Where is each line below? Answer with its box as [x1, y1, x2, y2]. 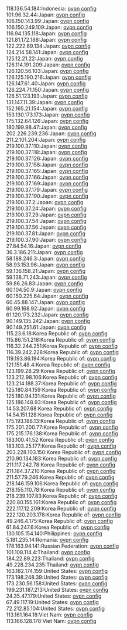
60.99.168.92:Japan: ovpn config [6, 305, 86, 312]
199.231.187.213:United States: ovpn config [6, 586, 109, 593]
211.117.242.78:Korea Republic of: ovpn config [6, 461, 116, 468]
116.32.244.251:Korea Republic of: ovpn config [6, 342, 118, 349]
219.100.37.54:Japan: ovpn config [6, 218, 87, 224]
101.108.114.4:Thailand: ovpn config [6, 549, 91, 555]
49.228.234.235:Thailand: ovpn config [6, 561, 99, 568]
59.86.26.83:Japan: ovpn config [6, 280, 84, 287]
